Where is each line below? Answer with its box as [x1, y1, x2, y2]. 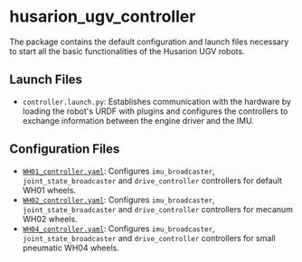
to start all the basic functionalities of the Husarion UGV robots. [9, 45, 246, 56]
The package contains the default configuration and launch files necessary [9, 36, 289, 47]
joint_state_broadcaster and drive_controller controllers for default [22, 174, 283, 186]
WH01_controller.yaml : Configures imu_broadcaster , [22, 165, 215, 176]
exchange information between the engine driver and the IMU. [22, 115, 255, 126]
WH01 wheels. [22, 184, 77, 195]
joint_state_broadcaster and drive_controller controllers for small [22, 232, 276, 243]
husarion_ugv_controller [9, 6, 196, 27]
